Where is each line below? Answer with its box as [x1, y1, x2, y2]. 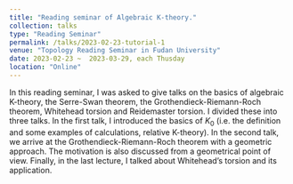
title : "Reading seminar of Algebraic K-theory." [9, 12, 198, 22]
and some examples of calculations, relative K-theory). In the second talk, [9, 126, 279, 138]
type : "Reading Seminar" [9, 29, 102, 38]
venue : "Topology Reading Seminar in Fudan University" [9, 46, 221, 55]
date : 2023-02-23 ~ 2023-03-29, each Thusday [9, 54, 185, 63]
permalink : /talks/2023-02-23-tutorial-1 [9, 37, 166, 47]
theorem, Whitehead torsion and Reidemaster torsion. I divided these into [9, 106, 278, 116]
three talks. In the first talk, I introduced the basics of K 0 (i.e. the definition [9, 115, 281, 128]
